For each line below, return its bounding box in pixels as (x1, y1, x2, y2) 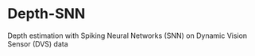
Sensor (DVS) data (7, 39, 68, 48)
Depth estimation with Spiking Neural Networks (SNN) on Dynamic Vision (7, 31, 248, 40)
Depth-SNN (7, 5, 86, 23)
